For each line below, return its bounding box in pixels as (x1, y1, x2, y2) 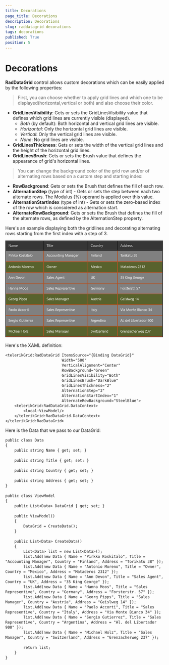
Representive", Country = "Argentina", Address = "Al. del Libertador (5, 619, 157, 625)
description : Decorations (5, 19, 60, 24)
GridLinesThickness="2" (61, 383, 112, 388)
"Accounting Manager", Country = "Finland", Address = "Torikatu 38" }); (5, 559, 164, 564)
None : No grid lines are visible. (20, 137, 84, 143)
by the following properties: (5, 84, 63, 91)
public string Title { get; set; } (14, 458, 89, 463)
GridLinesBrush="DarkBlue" (61, 378, 119, 383)
